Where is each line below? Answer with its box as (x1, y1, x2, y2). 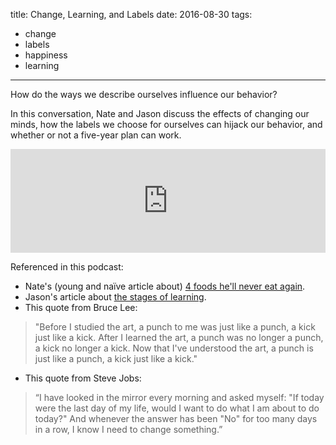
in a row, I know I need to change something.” (34, 424, 223, 435)
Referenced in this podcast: (10, 261, 124, 273)
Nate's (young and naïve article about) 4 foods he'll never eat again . (24, 280, 306, 292)
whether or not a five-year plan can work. (10, 129, 182, 141)
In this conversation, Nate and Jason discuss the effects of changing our (10, 108, 310, 119)
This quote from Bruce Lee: (24, 302, 138, 313)
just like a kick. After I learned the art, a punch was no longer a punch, (34, 332, 324, 343)
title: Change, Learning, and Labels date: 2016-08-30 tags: (10, 9, 253, 20)
